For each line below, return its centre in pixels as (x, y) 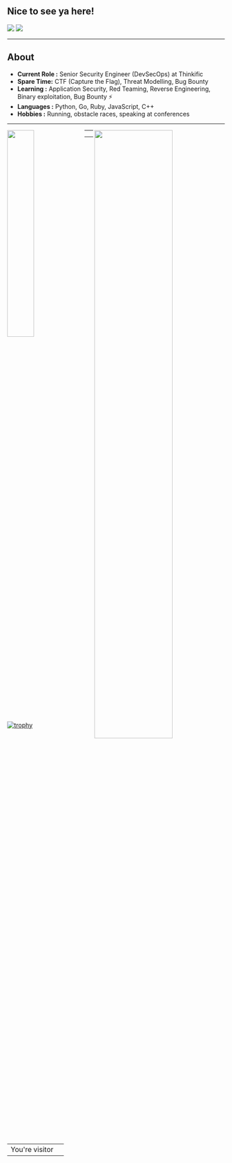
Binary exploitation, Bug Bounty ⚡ (65, 96)
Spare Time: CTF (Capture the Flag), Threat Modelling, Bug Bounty (113, 81)
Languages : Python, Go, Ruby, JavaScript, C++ (86, 106)
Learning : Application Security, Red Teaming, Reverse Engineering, (114, 89)
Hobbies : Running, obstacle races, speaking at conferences (103, 114)
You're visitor (32, 1149)
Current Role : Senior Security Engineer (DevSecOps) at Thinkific (110, 74)
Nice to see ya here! (51, 11)
